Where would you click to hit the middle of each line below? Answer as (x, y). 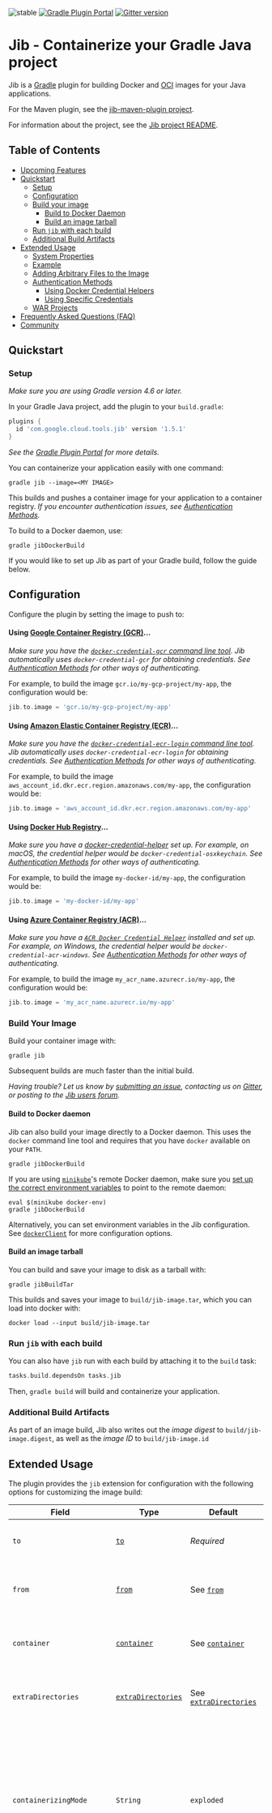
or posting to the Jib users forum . (64, 1095)
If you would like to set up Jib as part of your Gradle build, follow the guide (133, 561)
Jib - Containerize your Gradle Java (130, 45)
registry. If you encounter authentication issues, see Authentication (121, 507)
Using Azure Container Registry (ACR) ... (78, 919)
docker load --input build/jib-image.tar (79, 1323)
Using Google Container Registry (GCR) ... (80, 633)
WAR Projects (55, 307)
